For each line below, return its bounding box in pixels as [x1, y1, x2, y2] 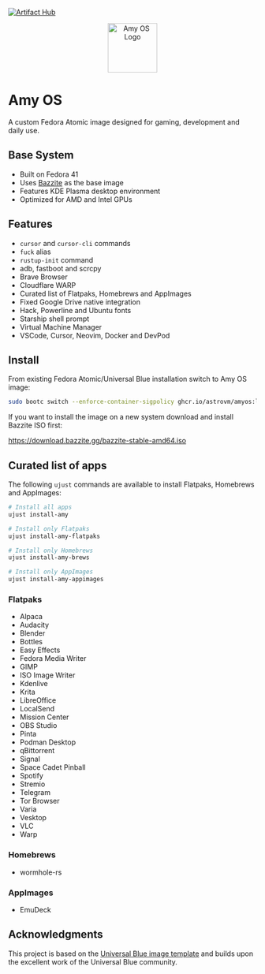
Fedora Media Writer [19, 654, 87, 663]
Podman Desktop [19, 737, 77, 747]
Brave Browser [19, 272, 69, 282]
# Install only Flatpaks [8, 524, 90, 532]
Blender [19, 629, 46, 638]
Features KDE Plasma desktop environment [19, 186, 161, 196]
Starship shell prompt [19, 314, 90, 323]
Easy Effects [19, 645, 61, 655]
